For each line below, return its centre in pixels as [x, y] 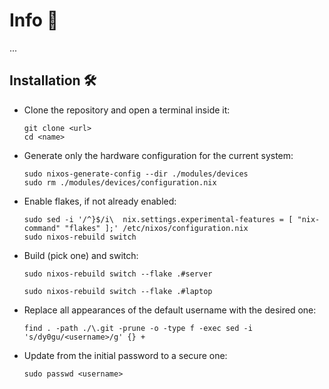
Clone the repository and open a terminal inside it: [127, 110]
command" [42, 228]
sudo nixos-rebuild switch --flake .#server [118, 274]
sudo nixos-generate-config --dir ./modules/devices [136, 174]
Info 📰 [34, 20]
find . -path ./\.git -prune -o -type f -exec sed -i [138, 328]
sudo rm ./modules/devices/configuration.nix [120, 182]
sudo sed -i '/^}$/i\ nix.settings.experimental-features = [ [158, 219]
